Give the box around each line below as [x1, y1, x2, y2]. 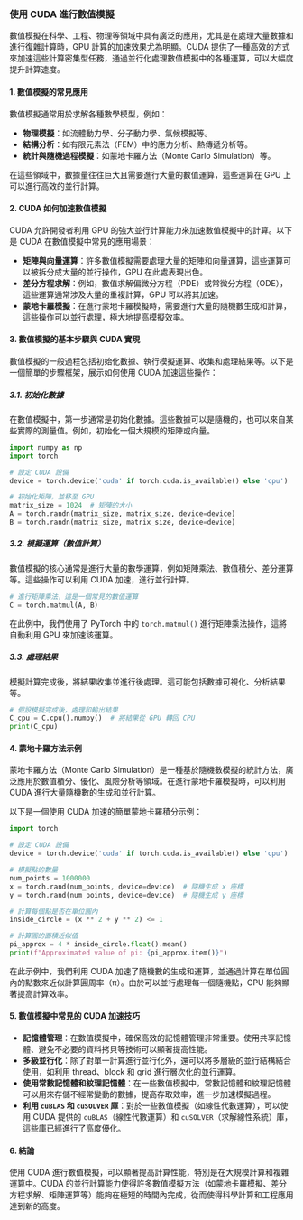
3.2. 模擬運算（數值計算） [9, 538, 106, 549]
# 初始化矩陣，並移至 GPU [9, 492, 95, 502]
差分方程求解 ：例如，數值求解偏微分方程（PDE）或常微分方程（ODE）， [22, 277, 289, 288]
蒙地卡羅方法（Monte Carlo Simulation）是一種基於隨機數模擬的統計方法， [9, 765, 286, 776]
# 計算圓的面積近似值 [9, 932, 78, 941]
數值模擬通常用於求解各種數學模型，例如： [9, 108, 168, 119]
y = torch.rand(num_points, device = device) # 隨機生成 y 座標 [9, 890, 244, 899]
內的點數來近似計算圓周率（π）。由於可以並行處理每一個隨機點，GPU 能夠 [9, 977, 282, 988]
